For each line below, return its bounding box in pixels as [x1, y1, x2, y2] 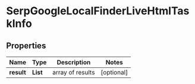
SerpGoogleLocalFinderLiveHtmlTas [6, 4, 190, 18]
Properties [6, 41, 46, 51]
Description [56, 58, 91, 66]
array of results [52, 69, 95, 76]
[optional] [100, 69, 128, 76]
